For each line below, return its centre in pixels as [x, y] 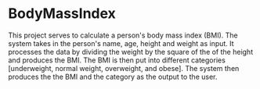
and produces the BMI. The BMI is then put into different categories [117, 60]
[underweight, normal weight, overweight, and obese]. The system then [124, 68]
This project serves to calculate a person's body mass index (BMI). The [123, 35]
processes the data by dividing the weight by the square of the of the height [130, 52]
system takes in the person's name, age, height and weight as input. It [121, 43]
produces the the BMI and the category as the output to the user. [113, 77]
